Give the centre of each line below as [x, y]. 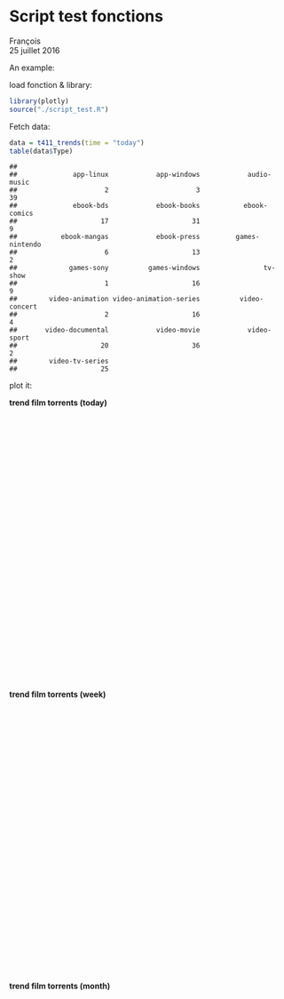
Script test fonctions [87, 16]
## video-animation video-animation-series [105, 300]
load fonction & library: [51, 84]
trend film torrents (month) [60, 986]
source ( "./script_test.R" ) [59, 109]
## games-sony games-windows [105, 268]
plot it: [21, 386]
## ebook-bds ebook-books [105, 206]
